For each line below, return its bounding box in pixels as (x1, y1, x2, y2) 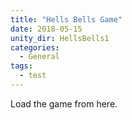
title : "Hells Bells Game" (10, 14, 123, 25)
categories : (10, 42, 60, 53)
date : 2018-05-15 (10, 24, 83, 34)
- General (19, 52, 60, 62)
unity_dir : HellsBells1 (10, 33, 110, 43)
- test (19, 71, 47, 81)
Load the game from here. (10, 97, 118, 110)
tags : (10, 61, 33, 71)
